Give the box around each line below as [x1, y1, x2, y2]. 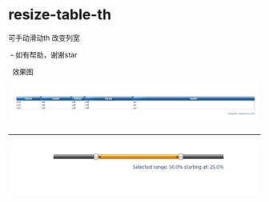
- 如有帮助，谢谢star [10, 50, 78, 59]
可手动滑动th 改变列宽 [8, 33, 80, 42]
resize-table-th [8, 6, 112, 24]
